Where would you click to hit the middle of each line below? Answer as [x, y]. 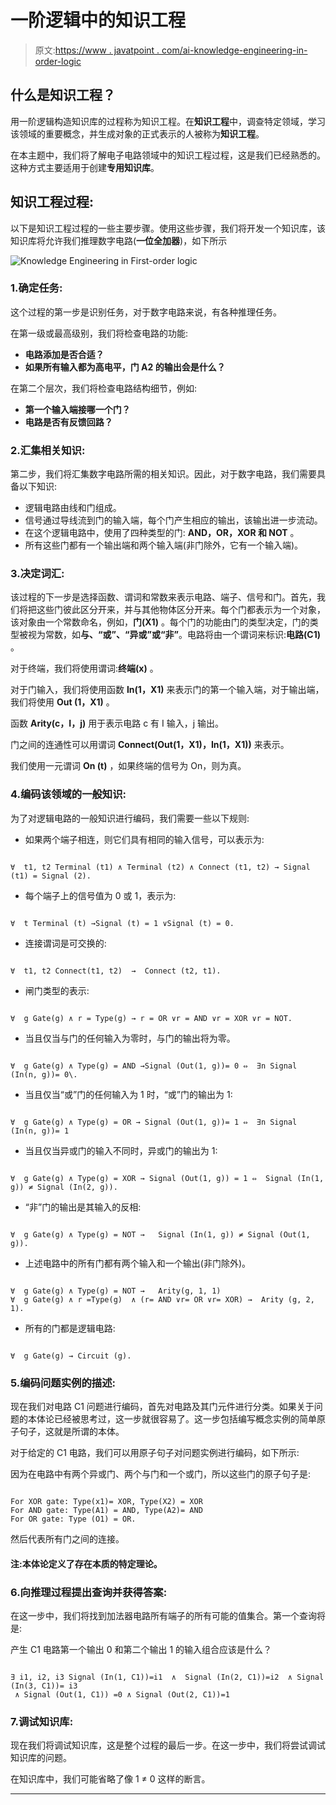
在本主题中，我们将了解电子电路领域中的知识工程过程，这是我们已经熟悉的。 [168, 155]
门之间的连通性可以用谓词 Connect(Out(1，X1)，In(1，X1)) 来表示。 [150, 745]
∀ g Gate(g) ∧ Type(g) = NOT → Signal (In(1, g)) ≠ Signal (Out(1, [160, 1234]
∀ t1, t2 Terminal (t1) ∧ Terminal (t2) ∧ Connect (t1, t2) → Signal [160, 867]
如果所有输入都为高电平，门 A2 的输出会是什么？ [125, 367]
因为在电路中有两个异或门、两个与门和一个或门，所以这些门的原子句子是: [161, 1474]
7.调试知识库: [42, 1721]
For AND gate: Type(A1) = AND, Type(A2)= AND [106, 1511]
